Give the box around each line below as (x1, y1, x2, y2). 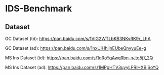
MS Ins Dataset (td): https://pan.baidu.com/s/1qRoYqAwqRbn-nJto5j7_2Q (5, 55, 153, 61)
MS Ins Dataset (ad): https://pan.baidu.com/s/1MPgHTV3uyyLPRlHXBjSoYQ (5, 65, 159, 70)
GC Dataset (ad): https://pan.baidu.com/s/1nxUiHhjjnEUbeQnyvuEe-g (5, 45, 147, 51)
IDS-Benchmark (5, 3, 72, 14)
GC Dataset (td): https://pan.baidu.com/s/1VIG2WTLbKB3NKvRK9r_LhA (5, 36, 151, 41)
